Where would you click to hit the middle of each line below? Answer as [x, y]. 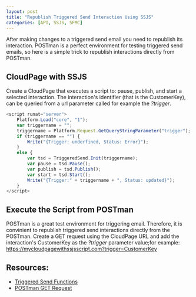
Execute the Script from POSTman [70, 209]
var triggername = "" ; [44, 125]
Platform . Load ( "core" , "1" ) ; [52, 120]
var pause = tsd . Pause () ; [59, 164]
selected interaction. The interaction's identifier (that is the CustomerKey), [96, 97]
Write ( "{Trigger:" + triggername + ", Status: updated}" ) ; [101, 180]
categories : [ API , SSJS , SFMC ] [44, 22]
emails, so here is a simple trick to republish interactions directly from [90, 52]
